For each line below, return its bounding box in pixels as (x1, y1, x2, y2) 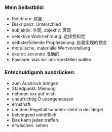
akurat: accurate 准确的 (11, 51, 60, 57)
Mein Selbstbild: (4, 4, 45, 11)
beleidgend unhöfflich (11, 112, 57, 118)
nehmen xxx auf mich (11, 90, 56, 96)
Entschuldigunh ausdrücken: (4, 69, 76, 76)
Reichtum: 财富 (11, 16, 42, 22)
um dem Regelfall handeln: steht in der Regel (11, 106, 103, 112)
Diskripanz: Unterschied (11, 21, 61, 27)
